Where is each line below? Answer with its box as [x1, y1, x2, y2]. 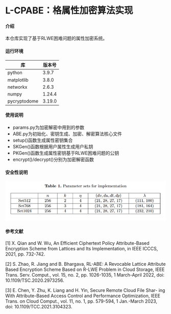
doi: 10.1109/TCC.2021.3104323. [5, 303, 72, 309]
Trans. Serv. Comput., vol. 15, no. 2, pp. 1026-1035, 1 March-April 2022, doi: [5, 271, 165, 278]
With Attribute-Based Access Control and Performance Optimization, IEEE [5, 292, 161, 299]
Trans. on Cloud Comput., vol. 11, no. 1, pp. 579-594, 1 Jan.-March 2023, [5, 298, 157, 304]
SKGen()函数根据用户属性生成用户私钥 [12, 144, 93, 150]
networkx [7, 84, 28, 90]
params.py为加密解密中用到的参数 [12, 124, 85, 131]
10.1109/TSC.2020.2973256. [5, 277, 65, 283]
